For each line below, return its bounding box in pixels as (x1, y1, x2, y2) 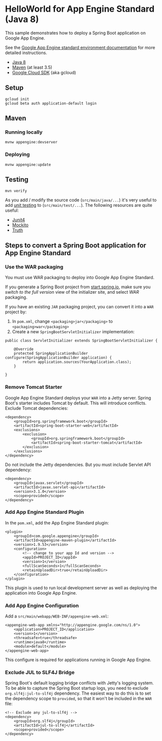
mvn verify (5, 188, 27, 193)
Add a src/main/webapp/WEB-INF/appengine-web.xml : (5, 613, 109, 619)
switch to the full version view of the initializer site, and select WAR (5, 289, 140, 295)
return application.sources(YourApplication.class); (22, 360, 132, 364)
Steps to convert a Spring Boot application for (5, 241, 146, 249)
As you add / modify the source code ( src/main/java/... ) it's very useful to (5, 197, 157, 203)
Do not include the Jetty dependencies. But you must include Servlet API (5, 461, 151, 467)
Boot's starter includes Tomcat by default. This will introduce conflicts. (5, 400, 147, 406)
